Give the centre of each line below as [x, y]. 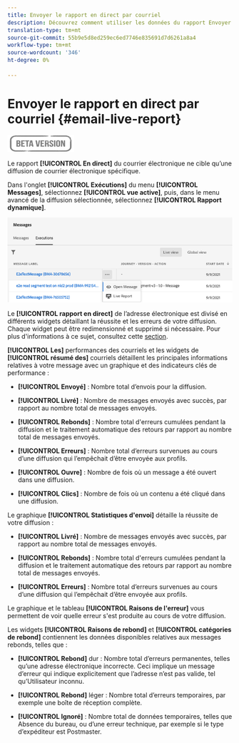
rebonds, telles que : [37, 645]
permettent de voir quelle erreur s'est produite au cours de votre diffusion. [117, 616]
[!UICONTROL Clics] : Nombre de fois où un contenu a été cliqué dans [122, 494]
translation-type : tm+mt [44, 30]
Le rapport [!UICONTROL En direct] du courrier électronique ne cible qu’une [119, 163]
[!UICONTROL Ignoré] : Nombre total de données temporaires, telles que [125, 717]
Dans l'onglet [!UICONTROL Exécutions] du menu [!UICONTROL [103, 185]
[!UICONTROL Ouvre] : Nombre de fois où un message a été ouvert [117, 472]
